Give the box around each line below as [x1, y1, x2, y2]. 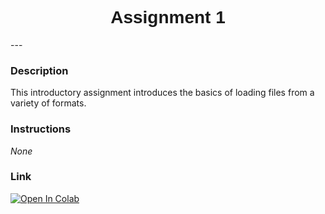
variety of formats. [10, 97, 87, 109]
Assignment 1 [110, 7, 226, 28]
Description [10, 63, 69, 77]
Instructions [10, 122, 72, 136]
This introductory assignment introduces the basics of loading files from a [10, 87, 315, 99]
